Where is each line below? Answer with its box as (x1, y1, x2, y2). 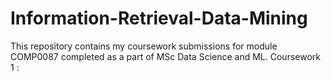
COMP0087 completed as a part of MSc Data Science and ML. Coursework (10, 50, 321, 62)
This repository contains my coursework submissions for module (10, 40, 278, 52)
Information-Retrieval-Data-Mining (10, 7, 308, 30)
